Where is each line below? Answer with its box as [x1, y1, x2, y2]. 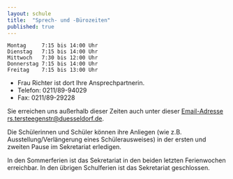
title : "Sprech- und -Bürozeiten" [7, 17, 111, 24]
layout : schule [7, 10, 52, 17]
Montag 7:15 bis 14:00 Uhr [7, 42, 98, 49]
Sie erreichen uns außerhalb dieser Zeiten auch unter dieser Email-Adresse [7, 107, 224, 116]
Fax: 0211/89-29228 [17, 93, 75, 102]
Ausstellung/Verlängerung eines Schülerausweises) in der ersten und [7, 135, 206, 143]
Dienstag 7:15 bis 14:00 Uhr [7, 48, 98, 56]
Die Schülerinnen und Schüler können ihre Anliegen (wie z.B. [7, 128, 183, 137]
